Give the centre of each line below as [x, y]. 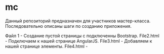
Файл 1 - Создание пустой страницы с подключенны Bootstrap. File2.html [82, 36]
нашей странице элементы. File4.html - [46, 46]
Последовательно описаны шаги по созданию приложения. [68, 26]
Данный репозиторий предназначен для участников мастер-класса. [78, 21]
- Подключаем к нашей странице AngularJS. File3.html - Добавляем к [79, 41]
